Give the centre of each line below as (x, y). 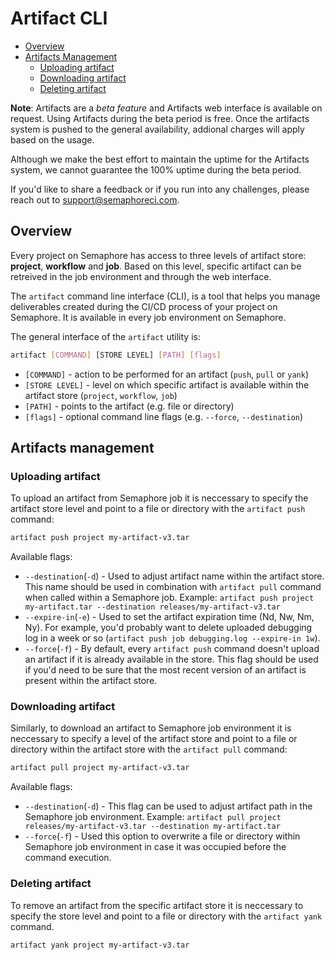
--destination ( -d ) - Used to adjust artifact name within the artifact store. (174, 576)
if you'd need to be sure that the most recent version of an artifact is (165, 670)
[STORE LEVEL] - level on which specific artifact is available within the (167, 384)
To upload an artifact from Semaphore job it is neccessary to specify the (159, 498)
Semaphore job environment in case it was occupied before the (155, 847)
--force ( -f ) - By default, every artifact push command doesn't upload (172, 649)
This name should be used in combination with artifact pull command (173, 587)
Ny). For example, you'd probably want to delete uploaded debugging (168, 628)
